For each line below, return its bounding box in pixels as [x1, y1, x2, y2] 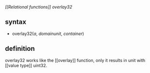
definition [5, 45, 35, 53]
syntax [5, 18, 27, 26]
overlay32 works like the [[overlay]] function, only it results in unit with [5, 57, 146, 63]
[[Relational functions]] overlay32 [5, 4, 73, 10]
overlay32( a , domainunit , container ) [12, 31, 84, 36]
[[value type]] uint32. [5, 62, 47, 68]
